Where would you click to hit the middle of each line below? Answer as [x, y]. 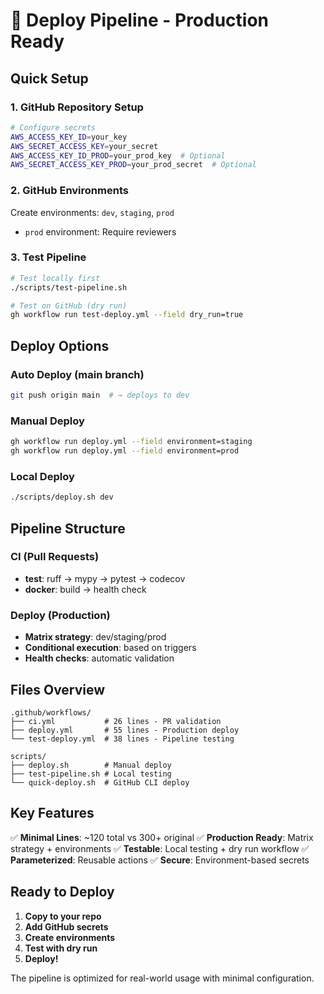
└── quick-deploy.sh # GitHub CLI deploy [100, 782]
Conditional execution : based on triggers [110, 648]
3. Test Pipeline [48, 257]
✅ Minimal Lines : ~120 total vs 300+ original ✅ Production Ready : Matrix [162, 837]
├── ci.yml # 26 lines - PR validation [116, 721]
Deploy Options [60, 345]
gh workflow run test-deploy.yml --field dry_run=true [127, 315]
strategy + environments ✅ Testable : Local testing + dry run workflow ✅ [160, 848]
